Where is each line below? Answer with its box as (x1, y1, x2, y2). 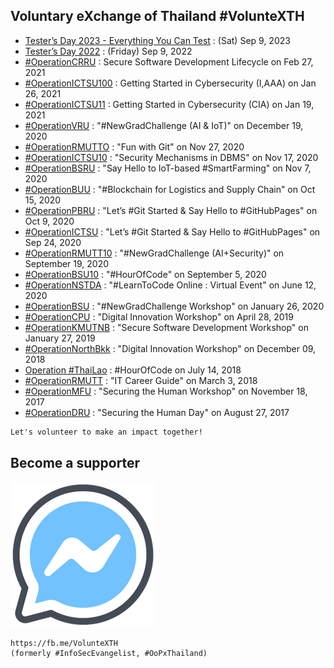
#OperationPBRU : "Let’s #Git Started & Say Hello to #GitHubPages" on (24, 204, 318, 216)
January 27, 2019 (24, 332, 96, 344)
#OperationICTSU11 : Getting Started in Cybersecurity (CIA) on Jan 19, (24, 98, 315, 110)
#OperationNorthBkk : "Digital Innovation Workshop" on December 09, (24, 342, 317, 354)
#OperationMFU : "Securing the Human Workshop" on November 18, (24, 385, 308, 397)
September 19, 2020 (24, 257, 110, 269)
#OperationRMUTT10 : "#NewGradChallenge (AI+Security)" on (24, 247, 285, 259)
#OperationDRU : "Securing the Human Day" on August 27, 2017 (24, 406, 290, 418)
